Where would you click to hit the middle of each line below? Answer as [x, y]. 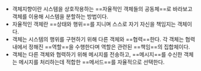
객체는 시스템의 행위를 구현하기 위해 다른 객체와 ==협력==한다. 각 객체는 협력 [104, 39]
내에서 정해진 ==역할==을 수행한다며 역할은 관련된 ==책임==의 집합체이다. [101, 47]
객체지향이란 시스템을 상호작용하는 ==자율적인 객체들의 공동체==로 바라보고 [102, 9]
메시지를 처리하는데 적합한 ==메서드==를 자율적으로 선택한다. [92, 62]
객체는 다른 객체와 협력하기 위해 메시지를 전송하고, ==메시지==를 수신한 [97, 54]
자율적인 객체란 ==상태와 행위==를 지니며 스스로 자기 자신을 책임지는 [94, 24]
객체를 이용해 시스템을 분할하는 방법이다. [60, 16]
